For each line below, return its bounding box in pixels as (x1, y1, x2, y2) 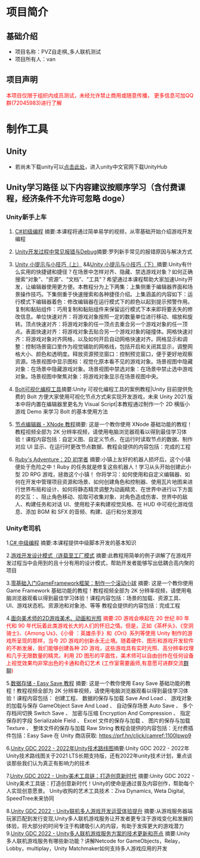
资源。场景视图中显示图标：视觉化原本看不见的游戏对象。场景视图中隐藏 (14, 358, 193, 365)
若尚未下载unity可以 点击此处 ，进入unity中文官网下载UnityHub (14, 163, 168, 170)
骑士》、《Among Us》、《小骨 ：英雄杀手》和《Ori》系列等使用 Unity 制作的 (6, 629, 188, 637)
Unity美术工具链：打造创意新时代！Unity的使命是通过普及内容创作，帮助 (6, 780, 184, 787)
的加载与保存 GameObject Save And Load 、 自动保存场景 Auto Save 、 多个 (6, 702, 193, 709)
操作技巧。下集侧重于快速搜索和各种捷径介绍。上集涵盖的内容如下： (20, 291, 188, 298)
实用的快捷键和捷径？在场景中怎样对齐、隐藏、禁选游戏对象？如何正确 (20, 268, 193, 275)
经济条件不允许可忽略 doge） (21, 194, 130, 204)
